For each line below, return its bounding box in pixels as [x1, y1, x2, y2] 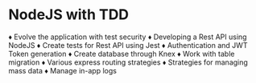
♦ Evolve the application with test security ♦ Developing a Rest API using [8, 32, 247, 41]
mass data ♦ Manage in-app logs [8, 65, 117, 75]
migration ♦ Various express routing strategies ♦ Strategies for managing [8, 57, 248, 67]
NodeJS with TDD [8, 6, 130, 24]
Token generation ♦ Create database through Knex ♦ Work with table [8, 49, 235, 58]
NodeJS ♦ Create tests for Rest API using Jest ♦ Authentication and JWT [8, 40, 248, 49]
